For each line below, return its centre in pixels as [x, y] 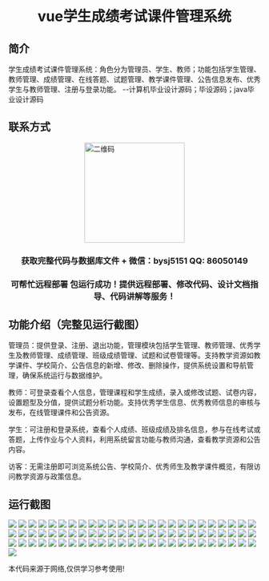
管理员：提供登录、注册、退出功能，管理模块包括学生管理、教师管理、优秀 [131, 345]
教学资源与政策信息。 [50, 477]
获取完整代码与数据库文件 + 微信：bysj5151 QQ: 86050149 [134, 260]
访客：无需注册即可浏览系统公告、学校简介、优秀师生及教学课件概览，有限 [131, 466]
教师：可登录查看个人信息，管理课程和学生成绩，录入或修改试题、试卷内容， [134, 393]
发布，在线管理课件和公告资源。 [61, 413]
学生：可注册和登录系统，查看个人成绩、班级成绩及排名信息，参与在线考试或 [134, 430]
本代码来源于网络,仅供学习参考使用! [67, 569]
